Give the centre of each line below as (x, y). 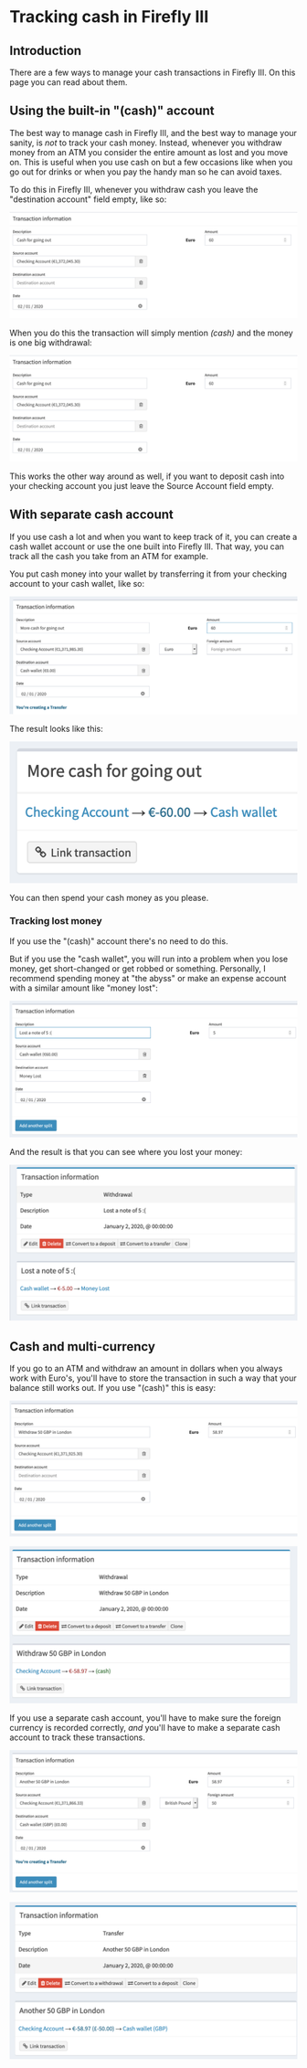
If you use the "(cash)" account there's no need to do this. (119, 941)
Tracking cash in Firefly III (109, 17)
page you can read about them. (69, 82)
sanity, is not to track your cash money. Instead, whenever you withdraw (146, 143)
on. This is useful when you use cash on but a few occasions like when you (151, 162)
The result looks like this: (56, 728)
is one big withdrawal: (51, 342)
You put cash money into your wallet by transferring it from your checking (148, 574)
